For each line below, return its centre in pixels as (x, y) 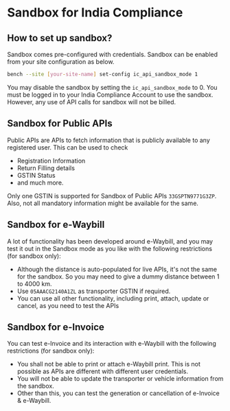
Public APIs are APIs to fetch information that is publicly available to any (109, 140)
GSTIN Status (36, 175)
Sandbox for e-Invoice (56, 327)
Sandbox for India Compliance (95, 13)
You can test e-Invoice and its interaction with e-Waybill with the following (112, 344)
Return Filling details (46, 168)
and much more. (40, 183)
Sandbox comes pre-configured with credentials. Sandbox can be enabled (113, 54)
